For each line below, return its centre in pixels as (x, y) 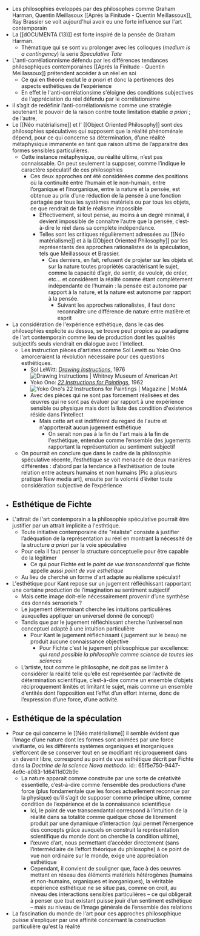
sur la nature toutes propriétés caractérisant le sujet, (114, 266)
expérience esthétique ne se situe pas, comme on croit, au (103, 888)
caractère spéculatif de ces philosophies (72, 170)
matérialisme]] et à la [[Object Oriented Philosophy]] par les (114, 241)
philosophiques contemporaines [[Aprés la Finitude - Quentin (88, 67)
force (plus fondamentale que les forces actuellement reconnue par (105, 791)
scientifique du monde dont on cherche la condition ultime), (105, 836)
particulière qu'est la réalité (46, 926)
